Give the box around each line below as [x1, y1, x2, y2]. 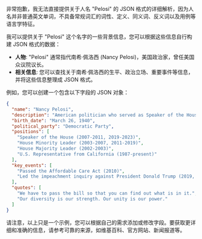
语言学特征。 [6, 20, 38, 27]
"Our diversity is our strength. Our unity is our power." [17, 196, 168, 202]
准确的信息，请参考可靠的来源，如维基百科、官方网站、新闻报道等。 [16, 226, 185, 234]
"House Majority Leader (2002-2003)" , [17, 146, 114, 152]
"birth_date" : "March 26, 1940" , [11, 117, 96, 123]
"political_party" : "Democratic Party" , [11, 123, 114, 129]
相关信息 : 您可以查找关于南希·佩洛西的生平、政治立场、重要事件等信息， [14, 69, 194, 75]
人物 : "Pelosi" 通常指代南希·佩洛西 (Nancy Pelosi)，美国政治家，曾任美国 [14, 54, 195, 60]
